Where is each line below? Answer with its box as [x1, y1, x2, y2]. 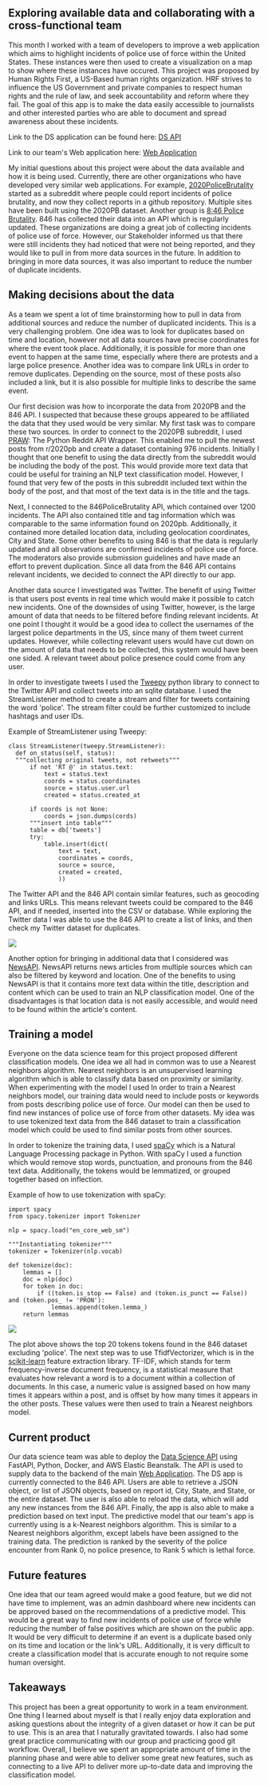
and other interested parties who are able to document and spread [8, 108, 227, 118]
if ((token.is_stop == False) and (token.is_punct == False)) [37, 1290, 248, 1298]
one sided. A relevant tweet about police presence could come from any [8, 653, 246, 663]
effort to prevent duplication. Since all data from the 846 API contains [8, 561, 237, 571]
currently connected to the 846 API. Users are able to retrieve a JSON [8, 1477, 238, 1487]
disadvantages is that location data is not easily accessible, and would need [8, 995, 258, 1006]
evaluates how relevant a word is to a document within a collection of [8, 1373, 236, 1383]
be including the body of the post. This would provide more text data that [8, 460, 249, 470]
